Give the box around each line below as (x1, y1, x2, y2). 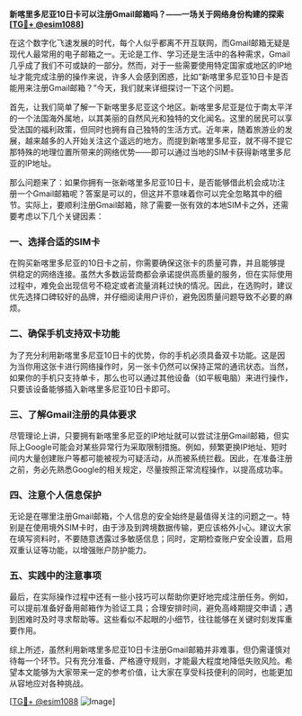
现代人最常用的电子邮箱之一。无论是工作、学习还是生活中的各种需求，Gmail (9, 49, 290, 59)
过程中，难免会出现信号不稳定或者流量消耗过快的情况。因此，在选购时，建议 (9, 280, 293, 291)
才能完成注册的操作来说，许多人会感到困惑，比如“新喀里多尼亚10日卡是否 (16, 71, 289, 82)
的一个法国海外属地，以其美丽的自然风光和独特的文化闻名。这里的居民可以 (9, 113, 285, 123)
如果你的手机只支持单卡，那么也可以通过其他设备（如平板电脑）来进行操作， (9, 372, 293, 383)
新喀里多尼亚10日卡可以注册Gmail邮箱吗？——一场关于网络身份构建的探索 (9, 9, 285, 19)
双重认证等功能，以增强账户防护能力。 (9, 545, 151, 556)
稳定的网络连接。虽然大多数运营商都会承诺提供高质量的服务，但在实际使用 (16, 269, 293, 280)
